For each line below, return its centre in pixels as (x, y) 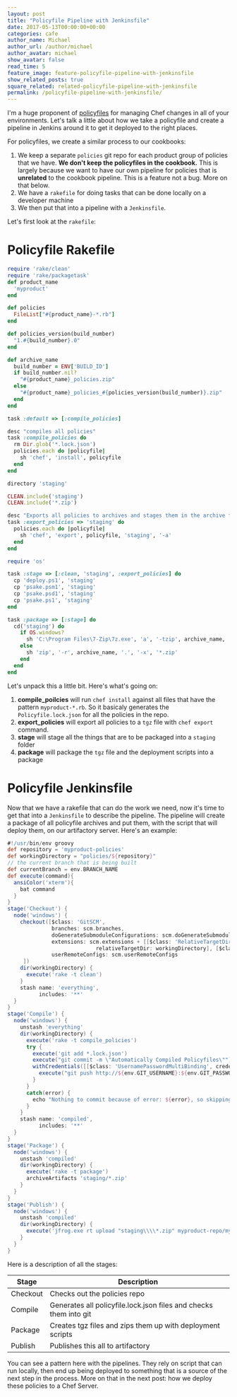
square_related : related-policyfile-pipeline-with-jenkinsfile (102, 86)
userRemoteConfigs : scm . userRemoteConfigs (115, 955)
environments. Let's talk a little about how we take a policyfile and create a (116, 120)
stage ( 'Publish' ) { (36, 1205)
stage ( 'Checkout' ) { (38, 909)
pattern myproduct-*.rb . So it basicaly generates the (93, 707)
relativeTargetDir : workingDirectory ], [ (157, 948)
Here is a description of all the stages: (62, 1264)
